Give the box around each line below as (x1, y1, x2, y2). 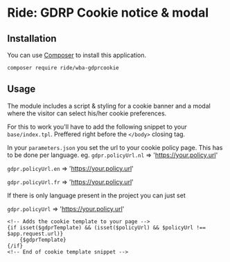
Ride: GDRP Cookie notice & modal (7, 5, 209, 21)
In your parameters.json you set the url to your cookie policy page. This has (7, 143, 223, 152)
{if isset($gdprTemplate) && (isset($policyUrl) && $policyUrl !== (7, 224, 206, 231)
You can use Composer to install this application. (7, 51, 147, 59)
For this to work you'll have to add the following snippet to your (7, 122, 187, 131)
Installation (7, 33, 57, 44)
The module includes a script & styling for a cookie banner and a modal (7, 101, 211, 110)
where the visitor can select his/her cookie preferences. (7, 109, 167, 117)
